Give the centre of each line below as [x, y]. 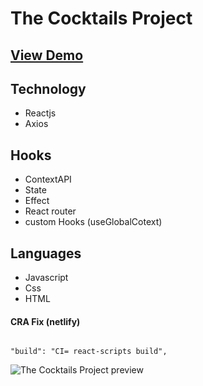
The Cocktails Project [101, 18]
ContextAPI [48, 179]
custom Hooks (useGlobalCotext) [93, 222]
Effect [37, 201]
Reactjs [40, 113]
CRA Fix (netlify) [45, 321]
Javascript [46, 278]
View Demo [47, 55]
